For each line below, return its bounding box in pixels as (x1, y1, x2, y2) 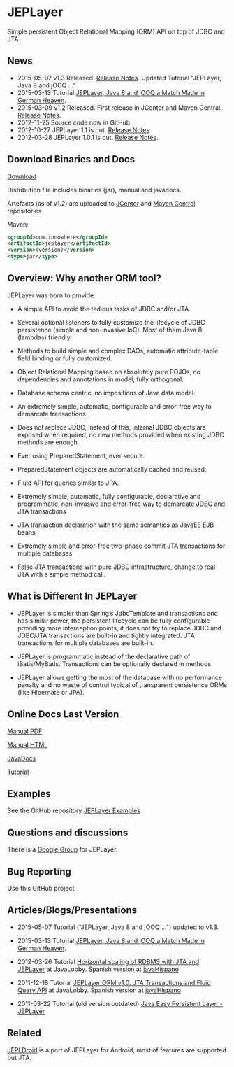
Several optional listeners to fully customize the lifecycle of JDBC (17, 318, 205, 326)
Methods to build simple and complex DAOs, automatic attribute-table (17, 346, 219, 355)
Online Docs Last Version (7, 708, 119, 721)
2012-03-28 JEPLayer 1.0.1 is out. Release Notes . (17, 133, 159, 141)
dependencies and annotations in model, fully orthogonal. (17, 375, 184, 383)
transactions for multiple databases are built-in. (17, 638, 154, 647)
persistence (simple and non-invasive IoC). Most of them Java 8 (17, 325, 203, 334)
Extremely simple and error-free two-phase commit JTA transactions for (17, 542, 226, 550)
